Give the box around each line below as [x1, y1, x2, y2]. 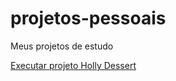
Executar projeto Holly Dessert [10, 59, 137, 71]
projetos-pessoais [10, 7, 167, 30]
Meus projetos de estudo [10, 40, 114, 52]
